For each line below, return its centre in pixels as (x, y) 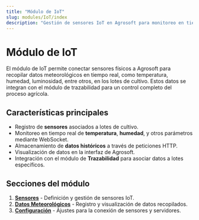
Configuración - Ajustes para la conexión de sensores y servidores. (98, 210)
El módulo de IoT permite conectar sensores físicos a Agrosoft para (89, 68)
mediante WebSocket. (42, 140)
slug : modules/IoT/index (37, 17)
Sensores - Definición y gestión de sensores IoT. (74, 197)
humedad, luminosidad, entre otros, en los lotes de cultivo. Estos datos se (96, 81)
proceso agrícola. (28, 94)
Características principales (57, 113)
